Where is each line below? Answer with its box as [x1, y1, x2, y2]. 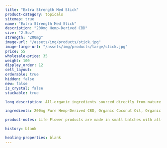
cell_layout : [5, 68, 32, 73]
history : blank [5, 126, 37, 132]
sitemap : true [5, 16, 35, 21]
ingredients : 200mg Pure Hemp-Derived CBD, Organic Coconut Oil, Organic [5, 108, 162, 113]
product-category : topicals [5, 12, 64, 17]
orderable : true [5, 72, 39, 77]
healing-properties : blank [5, 135, 61, 140]
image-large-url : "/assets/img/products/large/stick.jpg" [5, 44, 128, 49]
